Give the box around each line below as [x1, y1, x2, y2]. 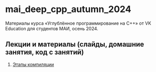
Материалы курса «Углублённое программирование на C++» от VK [5, 20, 151, 26]
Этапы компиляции [12, 61, 54, 67]
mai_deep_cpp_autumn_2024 [5, 4, 132, 15]
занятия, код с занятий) [5, 48, 84, 56]
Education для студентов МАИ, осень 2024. [5, 25, 99, 31]
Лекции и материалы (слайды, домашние [5, 40, 144, 49]
